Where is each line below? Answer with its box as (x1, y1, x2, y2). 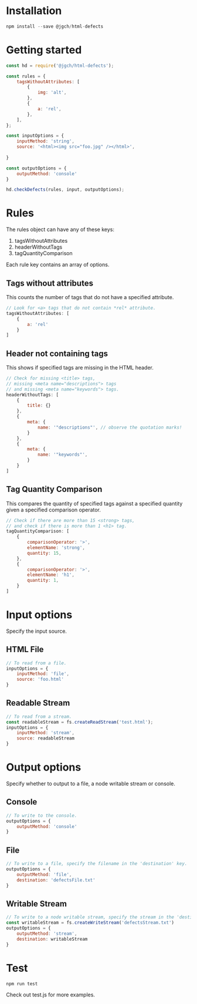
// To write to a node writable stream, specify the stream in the (6, 914, 175, 920)
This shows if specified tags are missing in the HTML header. (6, 364, 154, 371)
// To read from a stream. (6, 714, 72, 720)
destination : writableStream (16, 936, 88, 942)
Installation (6, 4, 62, 18)
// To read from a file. (6, 660, 67, 666)
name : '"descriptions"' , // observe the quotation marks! (37, 424, 182, 430)
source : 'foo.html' (16, 676, 64, 683)
